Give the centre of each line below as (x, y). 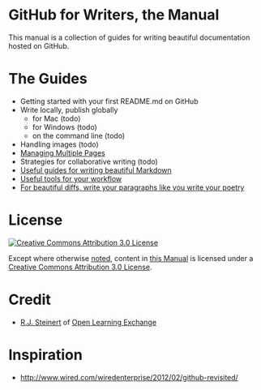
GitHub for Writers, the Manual (114, 15)
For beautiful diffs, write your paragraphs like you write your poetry (132, 187)
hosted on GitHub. (39, 45)
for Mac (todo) (56, 118)
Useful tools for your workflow (71, 178)
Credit (30, 300)
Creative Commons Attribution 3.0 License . (80, 267)
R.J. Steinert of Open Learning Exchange (88, 322)
